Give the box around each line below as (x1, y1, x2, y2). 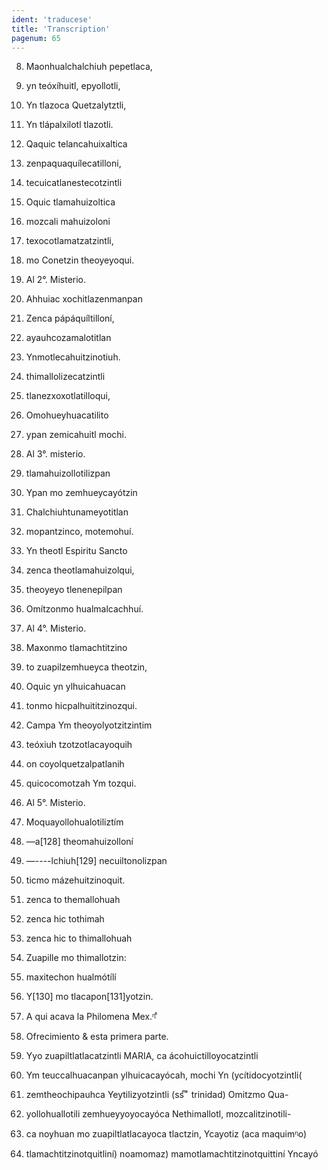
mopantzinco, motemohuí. (25, 526, 134, 538)
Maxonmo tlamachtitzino (25, 642, 128, 654)
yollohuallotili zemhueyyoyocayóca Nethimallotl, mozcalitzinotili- (25, 1108, 292, 1120)
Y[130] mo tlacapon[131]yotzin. (25, 991, 154, 1003)
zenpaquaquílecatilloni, (25, 157, 122, 170)
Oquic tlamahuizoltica (25, 196, 116, 208)
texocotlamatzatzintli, (25, 235, 114, 247)
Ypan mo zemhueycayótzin (25, 487, 138, 499)
